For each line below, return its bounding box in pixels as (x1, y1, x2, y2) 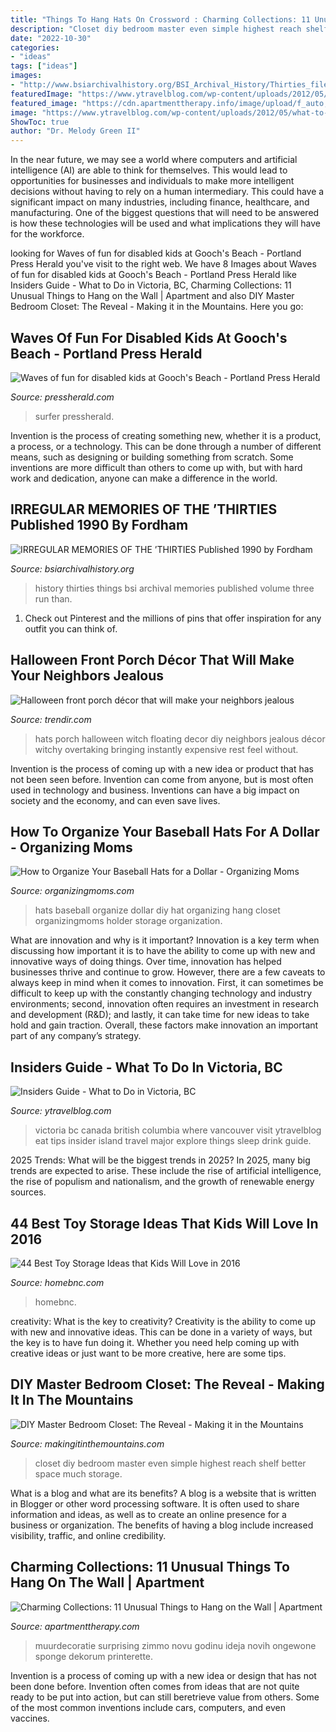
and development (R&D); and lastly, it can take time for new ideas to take (10, 1009, 310, 1021)
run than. (34, 592, 73, 605)
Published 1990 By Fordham (10, 517, 189, 534)
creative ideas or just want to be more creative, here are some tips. (10, 1347, 287, 1359)
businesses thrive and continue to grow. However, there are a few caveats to (10, 966, 326, 978)
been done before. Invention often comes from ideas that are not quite (10, 1680, 300, 1692)
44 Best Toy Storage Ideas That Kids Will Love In (10, 1215, 319, 1232)
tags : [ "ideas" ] (10, 61, 78, 71)
